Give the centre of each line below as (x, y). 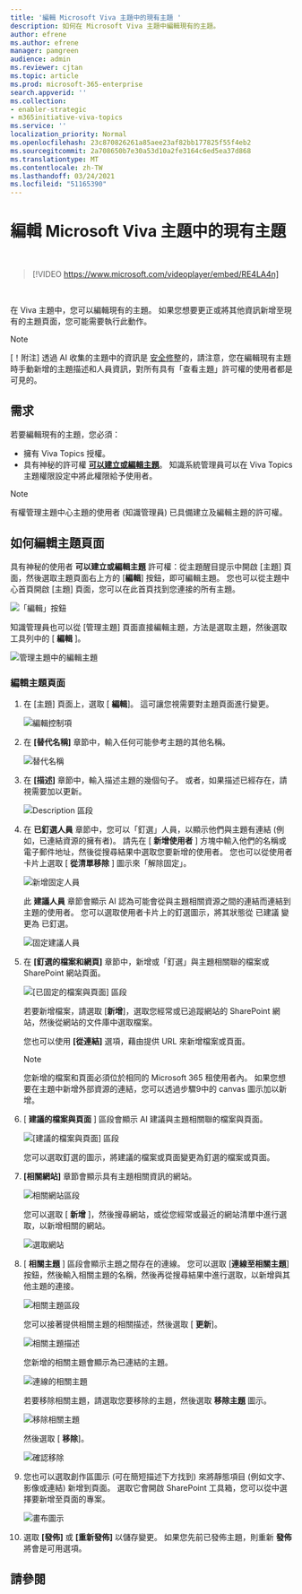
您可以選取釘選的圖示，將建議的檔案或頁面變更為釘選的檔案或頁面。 (149, 1157)
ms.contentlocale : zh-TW (56, 168)
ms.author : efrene (44, 43)
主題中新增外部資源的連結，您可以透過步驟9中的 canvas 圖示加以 (159, 1088)
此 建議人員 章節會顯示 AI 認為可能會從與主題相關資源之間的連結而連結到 (157, 901)
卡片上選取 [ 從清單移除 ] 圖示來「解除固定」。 (107, 862)
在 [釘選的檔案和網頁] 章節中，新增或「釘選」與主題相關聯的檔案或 (146, 961)
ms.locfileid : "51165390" (58, 185)
